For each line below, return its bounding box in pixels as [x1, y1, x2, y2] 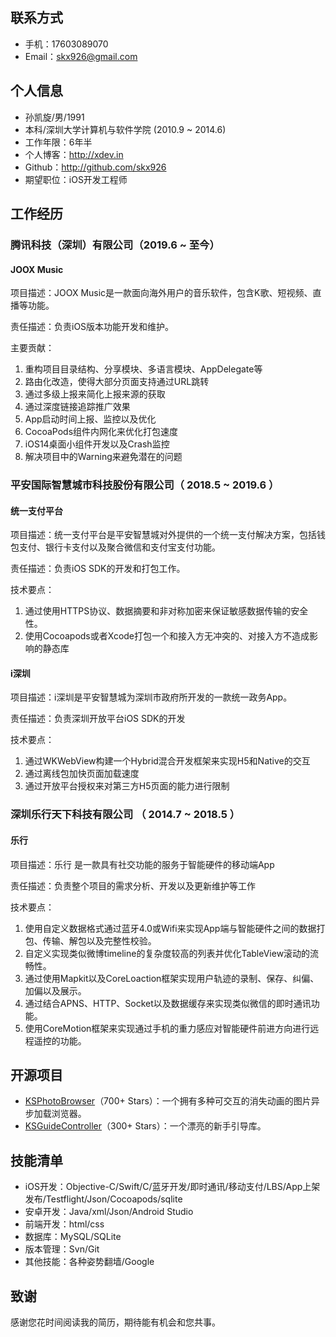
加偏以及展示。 [24, 984, 87, 997]
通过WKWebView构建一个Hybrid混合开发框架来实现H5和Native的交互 [24, 755, 311, 767]
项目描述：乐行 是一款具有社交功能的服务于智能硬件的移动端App [10, 858, 275, 870]
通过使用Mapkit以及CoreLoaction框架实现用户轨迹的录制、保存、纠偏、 [24, 972, 320, 984]
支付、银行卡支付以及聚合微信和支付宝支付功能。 [18, 541, 221, 553]
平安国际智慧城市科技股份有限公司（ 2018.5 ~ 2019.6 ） [10, 478, 280, 492]
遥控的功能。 [33, 1034, 87, 1047]
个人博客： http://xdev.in [24, 148, 124, 160]
